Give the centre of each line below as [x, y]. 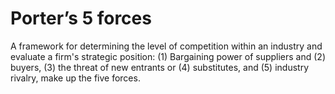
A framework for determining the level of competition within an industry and [166, 46]
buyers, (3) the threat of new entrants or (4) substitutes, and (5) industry [160, 67]
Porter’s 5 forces [81, 18]
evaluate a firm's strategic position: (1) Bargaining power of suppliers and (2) [168, 56]
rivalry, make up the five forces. [75, 78]
